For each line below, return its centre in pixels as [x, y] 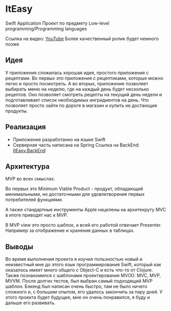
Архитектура [28, 166]
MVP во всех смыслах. [30, 179]
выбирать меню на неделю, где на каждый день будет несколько [77, 89]
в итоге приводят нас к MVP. [37, 215]
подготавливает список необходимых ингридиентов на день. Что [77, 100]
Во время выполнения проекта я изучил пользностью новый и [74, 259]
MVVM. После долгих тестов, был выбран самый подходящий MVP [79, 281]
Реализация [26, 127]
